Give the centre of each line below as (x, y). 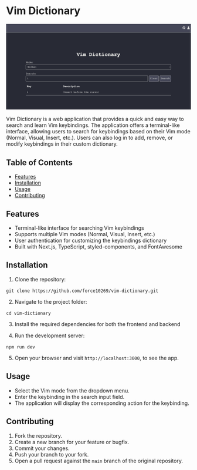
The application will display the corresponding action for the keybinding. (102, 403)
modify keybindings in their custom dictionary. (62, 144)
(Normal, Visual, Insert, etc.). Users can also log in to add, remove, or (89, 138)
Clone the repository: (40, 279)
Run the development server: (50, 335)
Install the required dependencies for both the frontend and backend (97, 324)
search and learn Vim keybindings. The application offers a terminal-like (93, 125)
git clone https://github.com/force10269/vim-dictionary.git (82, 291)
